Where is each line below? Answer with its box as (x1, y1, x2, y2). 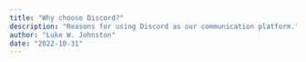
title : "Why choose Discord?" (9, 13, 125, 23)
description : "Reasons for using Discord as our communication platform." (9, 22, 300, 31)
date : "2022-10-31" (9, 38, 84, 48)
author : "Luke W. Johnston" (9, 30, 117, 39)
